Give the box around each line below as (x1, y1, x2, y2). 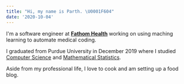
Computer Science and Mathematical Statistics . (6, 54, 122, 61)
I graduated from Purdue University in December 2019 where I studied (6, 47, 176, 54)
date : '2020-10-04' (6, 14, 54, 20)
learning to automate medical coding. (6, 36, 96, 43)
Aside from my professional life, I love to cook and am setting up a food (6, 65, 179, 72)
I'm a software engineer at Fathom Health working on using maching (6, 30, 173, 37)
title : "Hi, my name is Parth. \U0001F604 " (6, 8, 115, 15)
